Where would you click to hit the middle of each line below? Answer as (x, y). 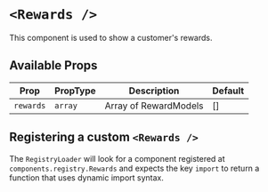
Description (154, 91)
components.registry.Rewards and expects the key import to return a (134, 168)
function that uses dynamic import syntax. (87, 177)
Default (228, 91)
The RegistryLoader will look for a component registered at (117, 158)
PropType (75, 91)
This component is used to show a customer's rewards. (111, 37)
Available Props (53, 65)
